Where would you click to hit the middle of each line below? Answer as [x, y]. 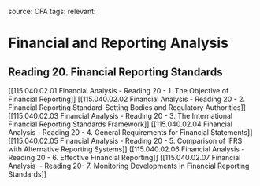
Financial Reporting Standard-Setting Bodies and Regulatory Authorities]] [127, 108]
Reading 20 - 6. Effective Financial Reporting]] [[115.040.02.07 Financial [124, 157]
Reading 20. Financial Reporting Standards [115, 72]
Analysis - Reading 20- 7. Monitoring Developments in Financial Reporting [129, 166]
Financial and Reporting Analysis [119, 43]
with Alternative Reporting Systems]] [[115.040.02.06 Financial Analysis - [126, 149]
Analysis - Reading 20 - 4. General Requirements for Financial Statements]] [130, 132]
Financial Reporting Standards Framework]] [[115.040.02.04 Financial [120, 124]
